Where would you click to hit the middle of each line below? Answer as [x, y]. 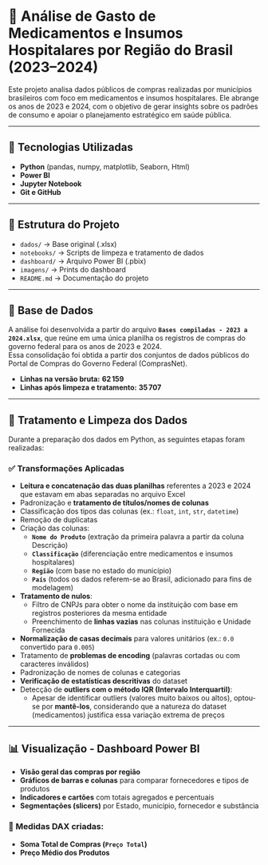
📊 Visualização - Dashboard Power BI [104, 749]
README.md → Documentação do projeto [84, 278]
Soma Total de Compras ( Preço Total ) [83, 844]
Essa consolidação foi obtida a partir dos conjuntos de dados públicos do [129, 355]
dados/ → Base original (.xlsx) [68, 244]
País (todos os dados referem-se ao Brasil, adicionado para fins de [142, 579]
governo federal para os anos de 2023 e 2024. [85, 347]
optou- [245, 698]
